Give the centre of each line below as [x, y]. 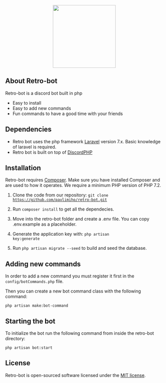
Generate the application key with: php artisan [61, 234]
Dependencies [28, 129]
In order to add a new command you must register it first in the [70, 276]
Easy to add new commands [42, 108]
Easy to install [27, 103]
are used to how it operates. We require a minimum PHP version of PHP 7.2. [83, 185]
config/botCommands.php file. [34, 281]
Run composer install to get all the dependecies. [63, 209]
